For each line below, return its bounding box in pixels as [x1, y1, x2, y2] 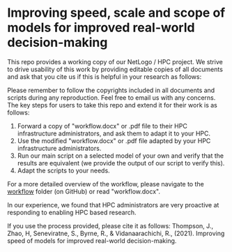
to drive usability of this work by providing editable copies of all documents [7, 65, 223, 73]
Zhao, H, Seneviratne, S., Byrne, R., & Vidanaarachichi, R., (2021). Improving [7, 229, 225, 237]
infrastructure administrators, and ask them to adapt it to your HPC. [17, 129, 211, 138]
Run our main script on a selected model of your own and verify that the [17, 151, 224, 160]
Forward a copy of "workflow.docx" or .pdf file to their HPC [17, 121, 188, 130]
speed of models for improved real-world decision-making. [7, 236, 177, 245]
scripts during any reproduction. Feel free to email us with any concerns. [7, 93, 216, 102]
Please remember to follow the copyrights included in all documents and [7, 86, 215, 94]
